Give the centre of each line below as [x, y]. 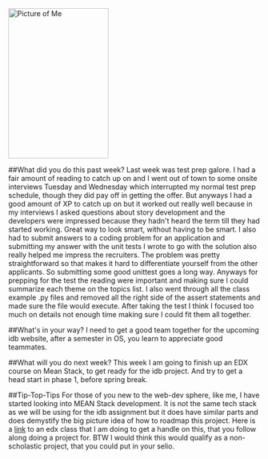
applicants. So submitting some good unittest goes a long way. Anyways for [133, 272]
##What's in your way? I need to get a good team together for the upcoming [134, 330]
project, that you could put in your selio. [109, 446]
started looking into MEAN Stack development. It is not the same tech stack [133, 403]
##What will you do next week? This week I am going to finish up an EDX [128, 362]
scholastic [25, 446]
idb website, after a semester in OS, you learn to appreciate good [116, 338]
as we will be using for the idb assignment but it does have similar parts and [133, 412]
